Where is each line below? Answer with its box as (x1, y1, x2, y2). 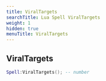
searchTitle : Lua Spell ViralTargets (6, 14, 101, 20)
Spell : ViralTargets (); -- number (6, 69, 90, 75)
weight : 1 (6, 20, 31, 26)
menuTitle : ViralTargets (6, 31, 68, 37)
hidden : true (6, 25, 39, 32)
